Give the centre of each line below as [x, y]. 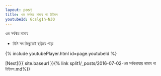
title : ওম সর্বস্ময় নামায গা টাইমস [31, 15]
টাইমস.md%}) [18, 69]
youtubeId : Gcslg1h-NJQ [30, 19]
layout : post [19, 10]
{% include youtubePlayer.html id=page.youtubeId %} [61, 54]
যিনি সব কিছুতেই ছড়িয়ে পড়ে [33, 44]
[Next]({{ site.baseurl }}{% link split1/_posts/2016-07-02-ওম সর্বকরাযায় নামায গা [80, 63]
